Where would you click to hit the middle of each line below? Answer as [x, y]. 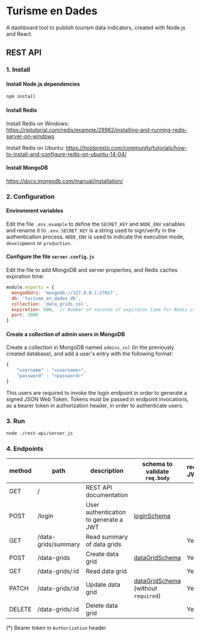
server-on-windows [30, 136]
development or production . [39, 243]
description [107, 471]
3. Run [16, 421]
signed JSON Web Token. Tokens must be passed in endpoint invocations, [98, 399]
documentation [107, 495]
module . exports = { [30, 287]
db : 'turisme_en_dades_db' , [46, 298]
